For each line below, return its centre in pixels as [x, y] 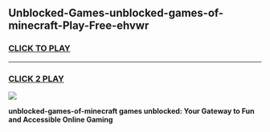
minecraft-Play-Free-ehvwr [79, 26]
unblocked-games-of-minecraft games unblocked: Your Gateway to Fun [131, 110]
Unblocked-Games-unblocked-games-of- [116, 13]
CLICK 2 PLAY [36, 78]
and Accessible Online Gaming [61, 119]
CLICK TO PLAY [39, 49]
